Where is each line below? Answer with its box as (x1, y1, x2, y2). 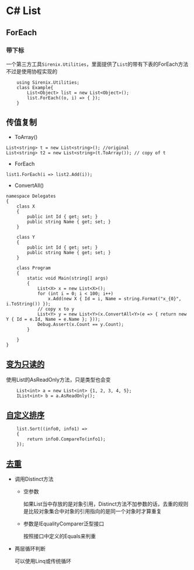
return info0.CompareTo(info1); (27, 436, 106, 442)
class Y (16, 234, 35, 240)
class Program (16, 265, 51, 271)
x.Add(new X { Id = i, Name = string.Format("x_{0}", (47, 296, 182, 301)
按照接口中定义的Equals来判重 (23, 532, 96, 540)
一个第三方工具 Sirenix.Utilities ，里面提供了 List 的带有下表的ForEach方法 (6, 60, 189, 67)
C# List (6, 4, 41, 18)
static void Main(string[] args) (27, 275, 109, 281)
